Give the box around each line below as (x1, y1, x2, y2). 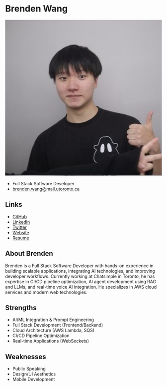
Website (12, 229, 30, 235)
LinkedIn (12, 219, 30, 225)
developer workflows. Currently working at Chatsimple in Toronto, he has (5, 273, 155, 279)
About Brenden (5, 249, 53, 258)
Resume (12, 235, 29, 241)
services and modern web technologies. (5, 289, 88, 295)
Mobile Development (12, 377, 55, 383)
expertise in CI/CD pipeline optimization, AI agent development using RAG (5, 278, 157, 285)
